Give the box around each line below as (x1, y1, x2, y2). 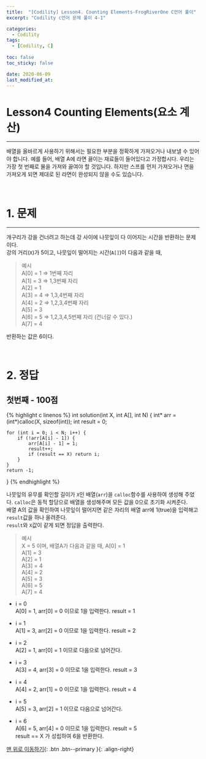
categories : (6, 26, 37, 32)
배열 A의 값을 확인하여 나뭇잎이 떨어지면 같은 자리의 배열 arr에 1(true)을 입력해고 (6, 506, 199, 514)
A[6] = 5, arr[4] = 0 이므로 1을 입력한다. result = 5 (15, 725, 137, 732)
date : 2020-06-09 (6, 71, 51, 77)
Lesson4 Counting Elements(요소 (6, 105, 178, 119)
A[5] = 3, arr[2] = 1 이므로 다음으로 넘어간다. (15, 705, 123, 712)
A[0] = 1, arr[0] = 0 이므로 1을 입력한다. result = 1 (15, 607, 135, 615)
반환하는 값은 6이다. (6, 333, 54, 341)
